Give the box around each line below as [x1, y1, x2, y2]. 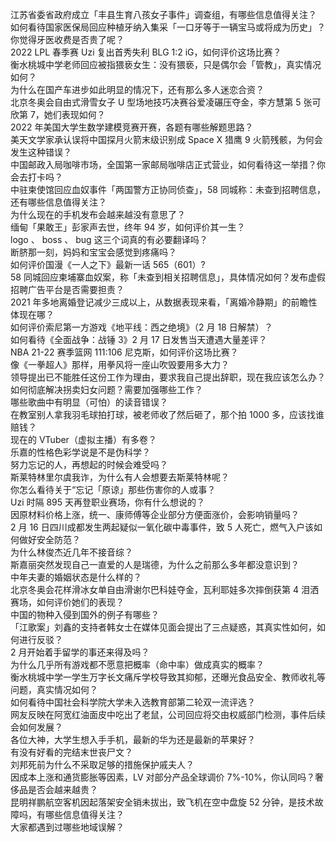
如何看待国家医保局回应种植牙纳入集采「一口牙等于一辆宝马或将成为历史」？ [10, 21, 326, 33]
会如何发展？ [10, 721, 63, 733]
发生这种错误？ [10, 146, 72, 158]
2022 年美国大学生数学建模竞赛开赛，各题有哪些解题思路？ [10, 121, 254, 133]
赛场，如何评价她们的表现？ [10, 596, 125, 608]
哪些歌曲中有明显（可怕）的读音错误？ [10, 396, 168, 408]
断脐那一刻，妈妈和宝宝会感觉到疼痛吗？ [10, 246, 177, 258]
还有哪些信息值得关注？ [10, 196, 107, 208]
